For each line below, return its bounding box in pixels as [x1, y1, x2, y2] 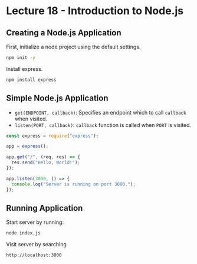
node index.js [6, 230, 41, 236]
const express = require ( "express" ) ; [6, 133, 99, 139]
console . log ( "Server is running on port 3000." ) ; [11, 181, 136, 187]
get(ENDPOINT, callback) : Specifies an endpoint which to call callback [14, 109, 186, 116]
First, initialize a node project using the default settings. [6, 43, 141, 50]
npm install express [6, 77, 57, 83]
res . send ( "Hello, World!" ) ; [11, 159, 81, 166]
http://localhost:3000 [6, 252, 62, 258]
